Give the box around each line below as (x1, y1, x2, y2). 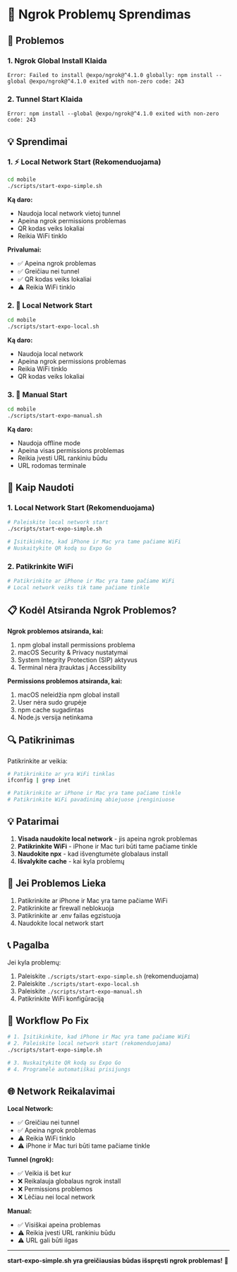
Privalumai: (7, 245, 42, 254)
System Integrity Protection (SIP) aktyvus (17, 655, 138, 664)
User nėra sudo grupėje (17, 697, 87, 706)
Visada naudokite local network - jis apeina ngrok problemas (17, 834, 197, 843)
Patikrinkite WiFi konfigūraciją (17, 994, 104, 1003)
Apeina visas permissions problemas (17, 446, 125, 454)
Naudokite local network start (17, 919, 104, 927)
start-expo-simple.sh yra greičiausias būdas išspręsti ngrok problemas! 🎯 (7, 1256, 229, 1264)
